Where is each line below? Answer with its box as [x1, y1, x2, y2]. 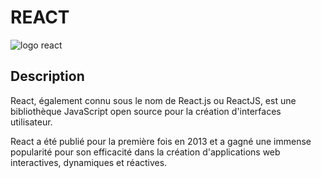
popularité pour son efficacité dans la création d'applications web [10, 146, 281, 158]
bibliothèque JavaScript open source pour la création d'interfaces [10, 105, 282, 117]
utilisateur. [10, 116, 53, 128]
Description [10, 68, 85, 85]
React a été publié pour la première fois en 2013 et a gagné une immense [10, 135, 312, 147]
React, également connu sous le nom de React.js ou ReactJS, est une [10, 94, 297, 106]
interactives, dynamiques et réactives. [10, 156, 168, 168]
